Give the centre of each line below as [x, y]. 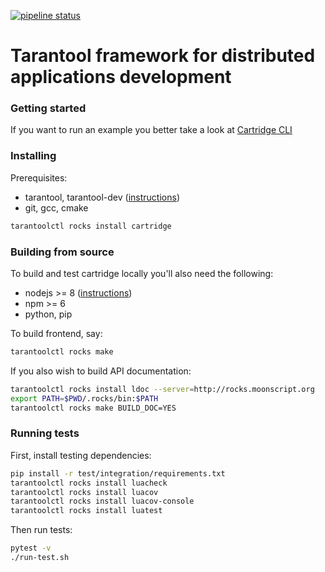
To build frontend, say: [56, 333]
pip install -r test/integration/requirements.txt [118, 473]
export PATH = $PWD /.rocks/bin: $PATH [84, 398]
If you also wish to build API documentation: [101, 371]
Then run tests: [41, 530]
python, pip [48, 314]
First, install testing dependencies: [81, 455]
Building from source [62, 252]
